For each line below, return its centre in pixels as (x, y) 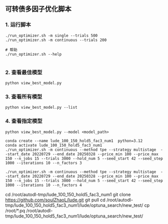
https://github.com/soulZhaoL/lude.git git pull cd (55, 200)
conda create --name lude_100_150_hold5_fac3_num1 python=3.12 (74, 141)
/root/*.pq (15, 210)
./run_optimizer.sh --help (33, 54)
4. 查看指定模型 (24, 121)
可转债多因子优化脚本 (38, 9)
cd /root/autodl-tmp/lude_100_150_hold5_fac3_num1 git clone (68, 194)
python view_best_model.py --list (41, 108)
